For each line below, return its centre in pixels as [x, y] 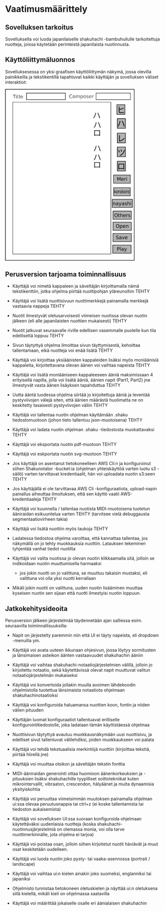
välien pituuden [28, 710]
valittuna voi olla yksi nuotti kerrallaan [58, 578]
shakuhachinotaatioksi [35, 695]
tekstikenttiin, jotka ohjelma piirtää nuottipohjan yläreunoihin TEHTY [81, 291]
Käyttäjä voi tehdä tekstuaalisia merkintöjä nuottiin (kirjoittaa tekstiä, [81, 749]
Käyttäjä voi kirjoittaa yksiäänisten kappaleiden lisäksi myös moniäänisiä [85, 360]
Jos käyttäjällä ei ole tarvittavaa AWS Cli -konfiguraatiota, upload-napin [85, 489]
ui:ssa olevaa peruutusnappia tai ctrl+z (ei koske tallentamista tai [78, 804]
